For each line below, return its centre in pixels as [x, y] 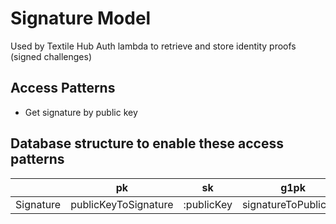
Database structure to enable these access [147, 143]
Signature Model [81, 18]
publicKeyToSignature [122, 204]
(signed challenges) [51, 56]
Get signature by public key [81, 112]
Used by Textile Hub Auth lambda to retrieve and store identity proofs [153, 46]
